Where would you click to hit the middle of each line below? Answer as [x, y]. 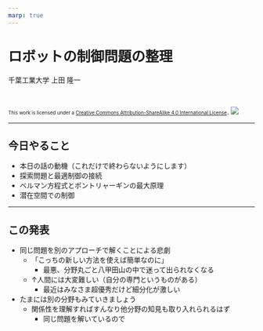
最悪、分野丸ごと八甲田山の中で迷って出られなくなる [128, 270]
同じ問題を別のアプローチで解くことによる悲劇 [95, 250]
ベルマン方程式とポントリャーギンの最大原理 [92, 186]
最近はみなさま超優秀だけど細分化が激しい [112, 289]
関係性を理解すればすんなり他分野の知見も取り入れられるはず [131, 309]
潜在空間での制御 [47, 195]
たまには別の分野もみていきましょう [78, 300]
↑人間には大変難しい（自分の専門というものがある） [116, 280]
